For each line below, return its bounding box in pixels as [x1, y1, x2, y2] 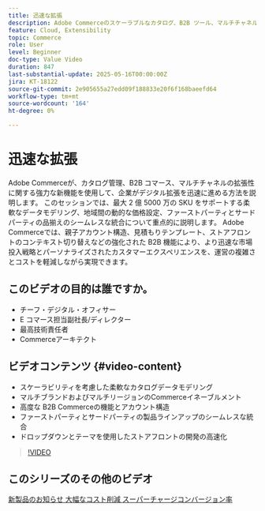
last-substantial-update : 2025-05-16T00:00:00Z [8, 70, 168, 78]
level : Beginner [8, 48, 62, 56]
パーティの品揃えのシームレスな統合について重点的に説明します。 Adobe [8, 217, 244, 227]
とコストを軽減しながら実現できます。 [8, 257, 132, 266]
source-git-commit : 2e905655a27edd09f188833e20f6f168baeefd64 [8, 85, 217, 93]
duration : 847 [8, 63, 55, 71]
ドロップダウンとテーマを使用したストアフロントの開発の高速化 [19, 431, 227, 441]
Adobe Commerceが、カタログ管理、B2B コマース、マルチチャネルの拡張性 [8, 178, 255, 187]
